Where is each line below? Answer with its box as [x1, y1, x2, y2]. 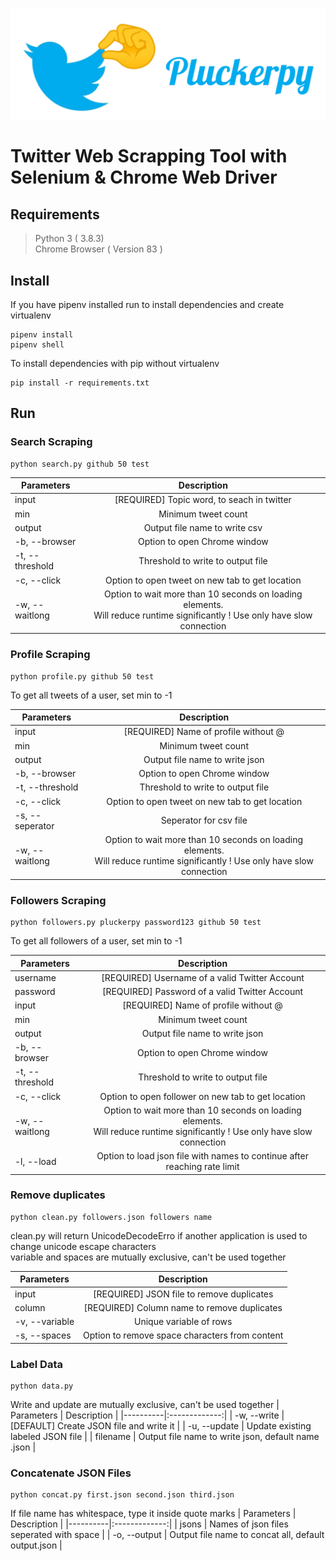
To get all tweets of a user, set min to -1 [10, 689, 173, 701]
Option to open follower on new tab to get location [99, 1090, 306, 1102]
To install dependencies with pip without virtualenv [10, 357, 220, 369]
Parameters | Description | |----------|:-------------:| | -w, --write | [10, 1409, 285, 1422]
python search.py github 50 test [10, 459, 150, 469]
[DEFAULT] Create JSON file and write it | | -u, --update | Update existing [10, 1420, 312, 1432]
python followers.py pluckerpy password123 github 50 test [10, 918, 262, 928]
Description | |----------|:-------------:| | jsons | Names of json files [10, 1518, 289, 1530]
